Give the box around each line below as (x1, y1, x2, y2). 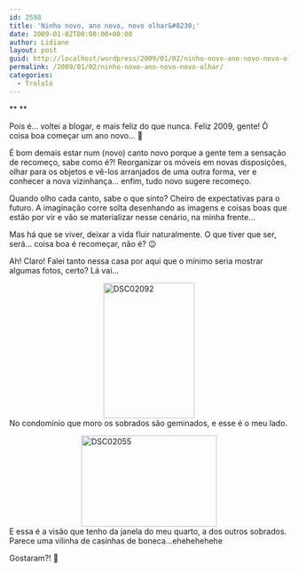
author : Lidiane (9, 37, 69, 47)
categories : (9, 71, 53, 80)
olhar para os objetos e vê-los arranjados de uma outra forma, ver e (9, 166, 257, 177)
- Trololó (17, 79, 53, 88)
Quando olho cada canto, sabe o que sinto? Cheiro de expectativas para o (9, 193, 280, 203)
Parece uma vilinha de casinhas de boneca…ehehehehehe (9, 535, 223, 546)
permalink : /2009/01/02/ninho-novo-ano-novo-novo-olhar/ (9, 63, 224, 72)
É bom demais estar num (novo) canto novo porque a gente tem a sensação (9, 147, 286, 158)
